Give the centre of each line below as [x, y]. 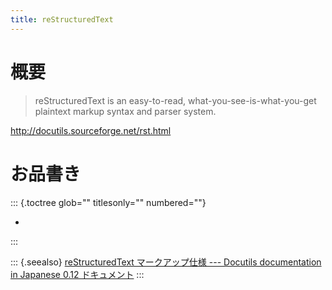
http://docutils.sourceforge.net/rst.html [91, 130]
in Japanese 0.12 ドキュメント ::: [77, 274]
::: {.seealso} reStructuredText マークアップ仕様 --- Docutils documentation [166, 262]
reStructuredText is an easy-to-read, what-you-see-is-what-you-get [175, 100]
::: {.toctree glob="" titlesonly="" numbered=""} [108, 202]
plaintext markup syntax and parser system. [125, 111]
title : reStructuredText [62, 19]
